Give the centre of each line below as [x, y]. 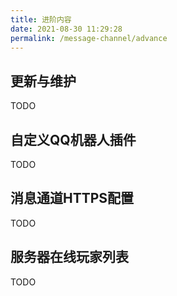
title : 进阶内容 [41, 19]
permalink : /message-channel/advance [89, 38]
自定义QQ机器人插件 [73, 139]
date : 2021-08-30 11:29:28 [66, 29]
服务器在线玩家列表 [69, 257]
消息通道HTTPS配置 [72, 198]
